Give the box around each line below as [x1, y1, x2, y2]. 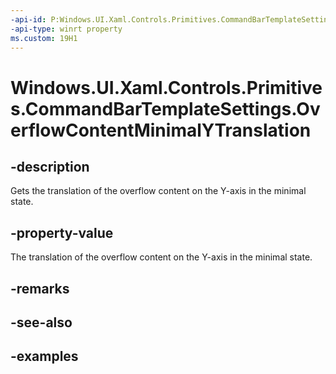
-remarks [10, 280, 70, 297]
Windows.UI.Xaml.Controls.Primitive [10, 76, 323, 99]
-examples [10, 348, 79, 365]
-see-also [10, 314, 73, 331]
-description [10, 158, 90, 175]
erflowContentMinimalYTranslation [10, 119, 312, 141]
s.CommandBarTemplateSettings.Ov [10, 97, 321, 120]
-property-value [10, 224, 114, 241]
